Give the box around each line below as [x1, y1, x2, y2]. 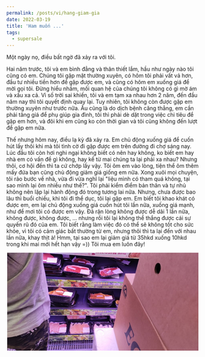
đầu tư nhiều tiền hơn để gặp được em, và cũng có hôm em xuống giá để [6, 79, 190, 86]
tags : [6, 29, 20, 36]
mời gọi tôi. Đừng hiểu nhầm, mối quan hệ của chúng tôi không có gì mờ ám [6, 85, 197, 92]
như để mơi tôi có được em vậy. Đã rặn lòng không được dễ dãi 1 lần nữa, [6, 208, 190, 215]
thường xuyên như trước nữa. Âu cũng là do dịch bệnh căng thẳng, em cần [6, 104, 194, 112]
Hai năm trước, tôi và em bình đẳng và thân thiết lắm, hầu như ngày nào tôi [6, 65, 194, 73]
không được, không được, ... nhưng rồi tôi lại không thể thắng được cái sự [6, 214, 192, 222]
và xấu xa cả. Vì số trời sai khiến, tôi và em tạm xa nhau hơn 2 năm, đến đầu [6, 92, 198, 99]
